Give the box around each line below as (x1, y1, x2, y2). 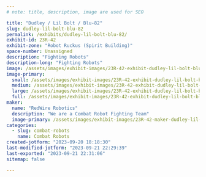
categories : (6, 122, 37, 128)
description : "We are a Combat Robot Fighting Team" (12, 110, 150, 117)
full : (12, 94, 26, 100)
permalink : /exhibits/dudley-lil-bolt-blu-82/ (6, 31, 128, 37)
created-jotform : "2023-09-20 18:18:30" (6, 139, 112, 145)
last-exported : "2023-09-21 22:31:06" (6, 150, 105, 156)
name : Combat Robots (17, 134, 70, 140)
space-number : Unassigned (6, 48, 72, 55)
